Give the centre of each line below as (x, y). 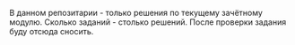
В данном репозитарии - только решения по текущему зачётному (136, 13)
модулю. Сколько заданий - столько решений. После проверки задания (148, 22)
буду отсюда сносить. (52, 31)
